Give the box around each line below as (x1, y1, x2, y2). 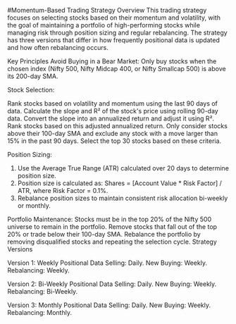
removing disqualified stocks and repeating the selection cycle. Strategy (7, 237, 217, 246)
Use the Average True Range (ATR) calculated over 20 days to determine (17, 164, 229, 172)
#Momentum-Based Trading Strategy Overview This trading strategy (7, 6, 207, 14)
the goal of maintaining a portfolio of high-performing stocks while (7, 21, 201, 29)
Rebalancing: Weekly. (7, 266, 70, 274)
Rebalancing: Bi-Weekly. (7, 287, 78, 295)
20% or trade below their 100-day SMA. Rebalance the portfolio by (7, 230, 201, 238)
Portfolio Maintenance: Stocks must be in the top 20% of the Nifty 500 (7, 215, 212, 223)
